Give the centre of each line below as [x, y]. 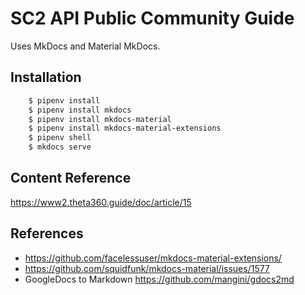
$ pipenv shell [60, 138]
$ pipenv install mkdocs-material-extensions [125, 128]
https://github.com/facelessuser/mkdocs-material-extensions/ [153, 258]
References [47, 233]
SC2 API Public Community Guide [152, 18]
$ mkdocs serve [60, 147]
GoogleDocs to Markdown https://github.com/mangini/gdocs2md [159, 279]
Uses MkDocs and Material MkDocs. [85, 46]
